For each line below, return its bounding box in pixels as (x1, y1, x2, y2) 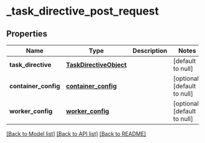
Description (132, 47, 168, 55)
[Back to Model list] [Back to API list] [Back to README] (6, 130, 146, 138)
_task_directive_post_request (6, 4, 159, 18)
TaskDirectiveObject (66, 61, 127, 69)
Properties (6, 29, 48, 39)
